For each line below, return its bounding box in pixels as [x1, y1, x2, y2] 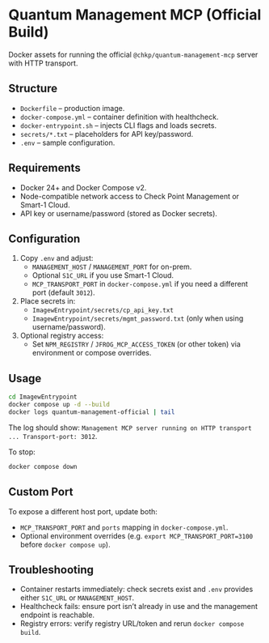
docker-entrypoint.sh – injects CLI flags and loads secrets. [19, 120, 216, 130]
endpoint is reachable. [19, 610, 95, 620]
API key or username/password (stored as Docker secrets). [19, 208, 218, 218]
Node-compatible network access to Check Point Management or [19, 191, 240, 201]
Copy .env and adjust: [19, 253, 94, 263]
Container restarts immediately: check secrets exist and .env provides [19, 585, 254, 594]
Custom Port [8, 485, 74, 499]
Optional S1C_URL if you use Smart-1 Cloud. [32, 270, 174, 280]
